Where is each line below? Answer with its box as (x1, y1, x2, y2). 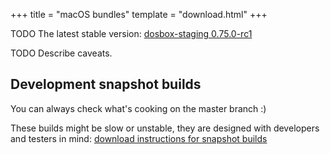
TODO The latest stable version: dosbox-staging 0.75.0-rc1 (10, 28, 253, 39)
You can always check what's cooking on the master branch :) (10, 102, 267, 114)
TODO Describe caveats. (10, 47, 113, 59)
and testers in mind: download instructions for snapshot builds (10, 132, 268, 144)
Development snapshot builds (10, 76, 202, 93)
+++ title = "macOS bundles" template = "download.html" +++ (10, 9, 268, 20)
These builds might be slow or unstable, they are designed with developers (10, 122, 320, 134)
